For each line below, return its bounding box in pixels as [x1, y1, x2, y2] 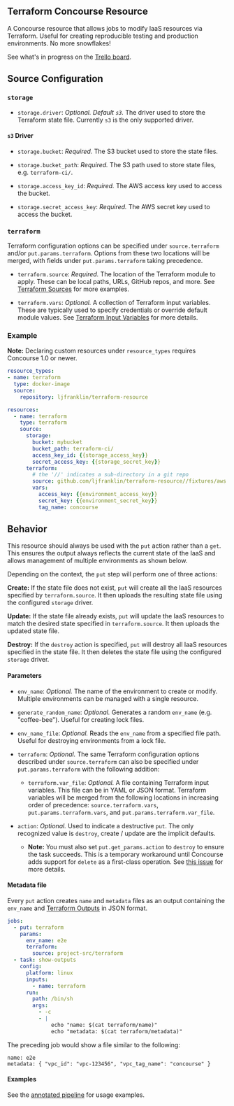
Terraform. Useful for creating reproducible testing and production [7, 31, 199, 40]
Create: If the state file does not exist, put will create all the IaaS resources [7, 583, 222, 592]
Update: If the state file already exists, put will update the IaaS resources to [7, 612, 225, 621]
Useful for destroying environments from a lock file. [17, 736, 166, 744]
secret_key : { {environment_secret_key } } [38, 497, 158, 504]
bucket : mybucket [32, 439, 82, 446]
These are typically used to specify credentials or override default [17, 306, 207, 314]
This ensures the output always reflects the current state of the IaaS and [7, 549, 216, 558]
